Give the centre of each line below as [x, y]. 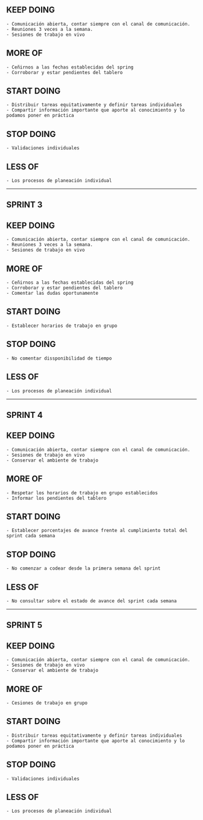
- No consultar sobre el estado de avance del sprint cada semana [92, 601]
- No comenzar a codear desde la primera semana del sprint [84, 569]
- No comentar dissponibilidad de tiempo [59, 358]
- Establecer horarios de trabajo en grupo [62, 326]
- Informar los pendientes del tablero [56, 498]
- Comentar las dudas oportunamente [52, 294]
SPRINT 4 [25, 415]
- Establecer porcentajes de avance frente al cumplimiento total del [97, 531]
